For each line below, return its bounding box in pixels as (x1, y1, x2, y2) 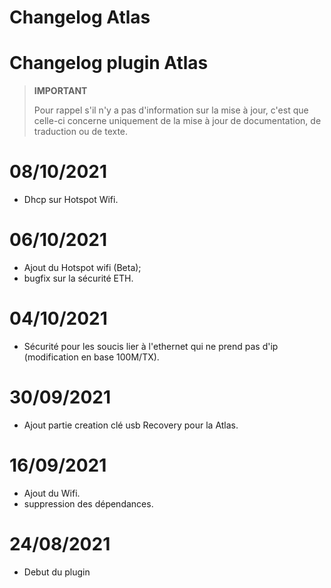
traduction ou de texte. (33, 126, 129, 138)
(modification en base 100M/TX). (23, 351, 160, 363)
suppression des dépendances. (23, 497, 154, 510)
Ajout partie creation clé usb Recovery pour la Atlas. (23, 419, 239, 431)
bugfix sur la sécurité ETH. (23, 272, 134, 284)
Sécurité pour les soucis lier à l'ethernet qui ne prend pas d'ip (23, 340, 279, 352)
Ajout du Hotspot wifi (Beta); (23, 262, 142, 273)
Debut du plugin (23, 566, 91, 578)
